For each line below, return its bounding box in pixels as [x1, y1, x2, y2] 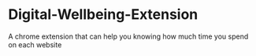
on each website [8, 39, 62, 49]
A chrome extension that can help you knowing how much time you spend [8, 32, 249, 41]
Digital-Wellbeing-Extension [8, 6, 198, 24]
